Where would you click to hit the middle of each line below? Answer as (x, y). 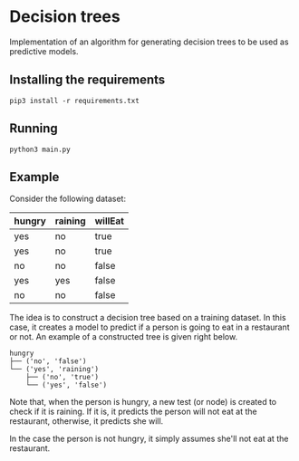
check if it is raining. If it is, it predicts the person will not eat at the (133, 412)
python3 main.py (40, 149)
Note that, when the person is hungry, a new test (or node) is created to (143, 402)
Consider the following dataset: (68, 199)
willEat (110, 221)
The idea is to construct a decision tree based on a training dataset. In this (148, 318)
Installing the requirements (87, 80)
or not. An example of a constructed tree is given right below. (124, 337)
